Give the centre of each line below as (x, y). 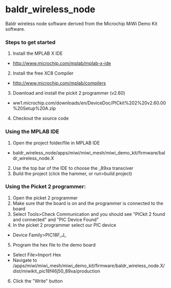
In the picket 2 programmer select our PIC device (64, 225)
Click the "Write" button (38, 281)
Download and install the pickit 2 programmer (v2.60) (69, 93)
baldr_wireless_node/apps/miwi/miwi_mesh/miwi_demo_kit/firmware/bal (89, 152)
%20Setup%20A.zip (34, 108)
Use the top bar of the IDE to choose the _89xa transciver (73, 168)
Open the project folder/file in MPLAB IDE (56, 143)
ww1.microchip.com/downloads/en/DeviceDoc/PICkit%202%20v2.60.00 (89, 103)
